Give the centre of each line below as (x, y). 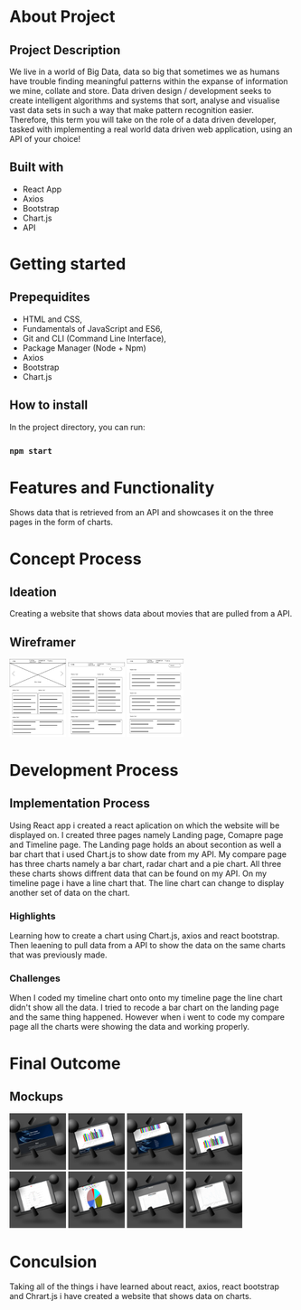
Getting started (68, 264)
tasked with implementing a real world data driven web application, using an (151, 129)
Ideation (33, 593)
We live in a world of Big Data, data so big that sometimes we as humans (145, 71)
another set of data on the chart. (70, 892)
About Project (62, 17)
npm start (31, 451)
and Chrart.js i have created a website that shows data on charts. (131, 1296)
